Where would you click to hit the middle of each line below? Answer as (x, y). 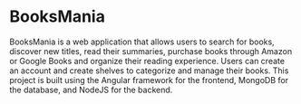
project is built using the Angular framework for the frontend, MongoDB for (149, 80)
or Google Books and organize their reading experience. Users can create (147, 61)
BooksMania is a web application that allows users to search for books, (142, 42)
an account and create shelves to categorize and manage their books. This (149, 71)
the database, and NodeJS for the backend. (91, 90)
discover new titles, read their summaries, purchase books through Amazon (151, 51)
